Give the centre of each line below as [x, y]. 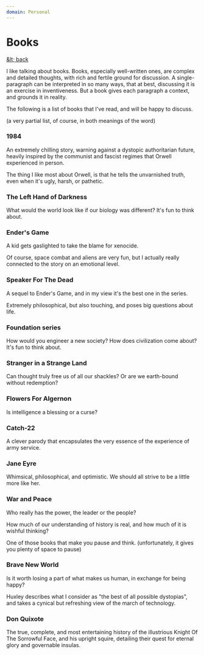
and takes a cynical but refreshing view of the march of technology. [91, 603]
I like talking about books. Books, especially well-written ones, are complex [100, 71]
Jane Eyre [21, 463]
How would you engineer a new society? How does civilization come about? [102, 341]
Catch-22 [21, 428]
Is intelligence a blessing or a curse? [52, 412]
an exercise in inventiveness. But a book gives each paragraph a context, [98, 90]
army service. [23, 447]
